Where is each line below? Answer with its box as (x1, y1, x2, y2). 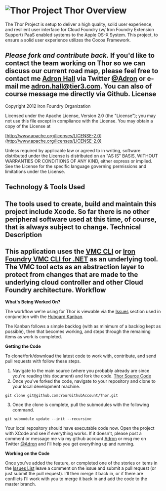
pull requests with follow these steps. (5, 358, 81, 364)
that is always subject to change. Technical (5, 223, 141, 231)
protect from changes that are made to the (5, 270, 138, 279)
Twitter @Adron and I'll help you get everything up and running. (5, 441, 134, 447)
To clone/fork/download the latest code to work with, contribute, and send (5, 353, 157, 359)
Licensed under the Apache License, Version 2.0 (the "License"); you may (5, 113, 156, 119)
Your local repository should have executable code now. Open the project (5, 425, 155, 431)
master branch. (5, 481, 36, 487)
